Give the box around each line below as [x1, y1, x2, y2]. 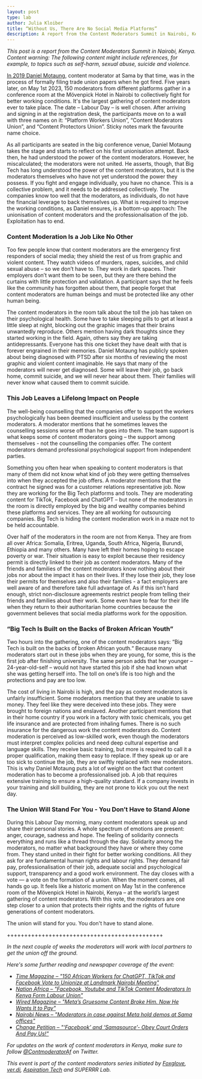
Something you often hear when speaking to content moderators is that [7, 464, 183, 471]
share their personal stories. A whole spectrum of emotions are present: [7, 825, 185, 832]
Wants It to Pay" [15, 1005, 56, 1012]
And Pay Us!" [15, 1030, 49, 1038]
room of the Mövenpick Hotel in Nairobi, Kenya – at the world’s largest [7, 889, 179, 896]
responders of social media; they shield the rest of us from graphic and [7, 253, 182, 260]
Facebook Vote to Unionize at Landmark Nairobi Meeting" [15, 979, 159, 987]
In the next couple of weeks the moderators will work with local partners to [7, 943, 192, 951]
